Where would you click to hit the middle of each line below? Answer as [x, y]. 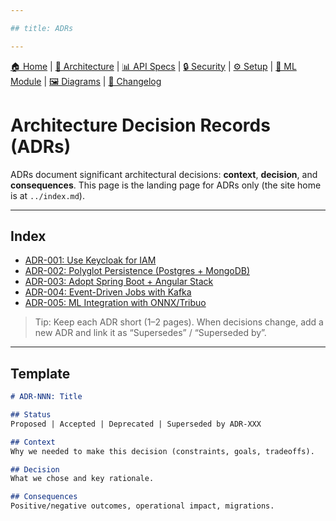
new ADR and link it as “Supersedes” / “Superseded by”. [150, 333]
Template [40, 373]
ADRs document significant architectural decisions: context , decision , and [164, 174]
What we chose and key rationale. [82, 479]
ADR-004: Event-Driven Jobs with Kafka [108, 292]
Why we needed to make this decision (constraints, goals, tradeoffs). [162, 451]
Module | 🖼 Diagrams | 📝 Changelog [86, 81]
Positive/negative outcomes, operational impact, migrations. [142, 506]
